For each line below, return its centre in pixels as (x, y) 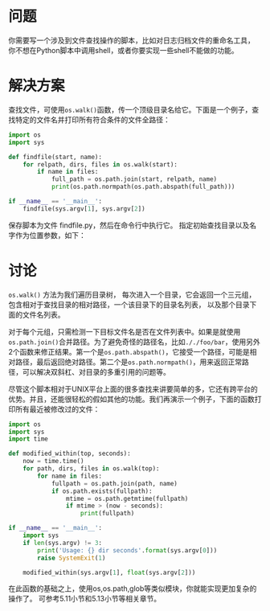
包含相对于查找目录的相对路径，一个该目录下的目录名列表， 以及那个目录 (129, 304)
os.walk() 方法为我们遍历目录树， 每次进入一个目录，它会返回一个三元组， (132, 294)
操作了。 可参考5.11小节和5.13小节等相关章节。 (85, 599)
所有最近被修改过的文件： (57, 409)
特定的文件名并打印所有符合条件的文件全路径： (92, 119)
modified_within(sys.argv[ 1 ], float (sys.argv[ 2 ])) (109, 572)
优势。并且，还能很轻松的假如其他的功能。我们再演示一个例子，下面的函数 (131, 399)
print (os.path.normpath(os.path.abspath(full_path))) (143, 187)
